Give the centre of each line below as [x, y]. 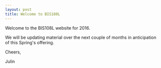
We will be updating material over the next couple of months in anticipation [81, 37]
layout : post [18, 9]
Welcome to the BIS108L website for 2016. [48, 28]
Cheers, [13, 52]
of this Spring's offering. [30, 42]
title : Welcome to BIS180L [33, 14]
